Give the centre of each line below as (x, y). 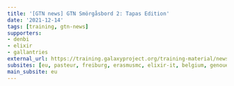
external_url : (28, 59)
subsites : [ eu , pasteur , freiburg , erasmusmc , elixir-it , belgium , (107, 65)
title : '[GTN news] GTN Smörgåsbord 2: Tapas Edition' (88, 14)
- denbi (18, 40)
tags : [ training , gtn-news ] (48, 26)
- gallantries (28, 53)
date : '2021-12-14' (36, 20)
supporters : (24, 33)
